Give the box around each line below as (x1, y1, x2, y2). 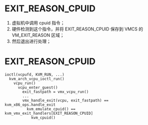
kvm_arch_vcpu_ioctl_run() (9, 76, 65, 81)
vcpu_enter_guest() (17, 85, 58, 90)
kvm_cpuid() (31, 115, 56, 120)
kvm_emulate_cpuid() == (26, 106, 76, 111)
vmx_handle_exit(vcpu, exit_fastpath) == (22, 98, 109, 103)
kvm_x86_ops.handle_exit (4, 102, 56, 107)
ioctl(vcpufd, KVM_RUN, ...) (4, 72, 65, 77)
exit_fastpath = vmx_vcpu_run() (22, 89, 89, 94)
